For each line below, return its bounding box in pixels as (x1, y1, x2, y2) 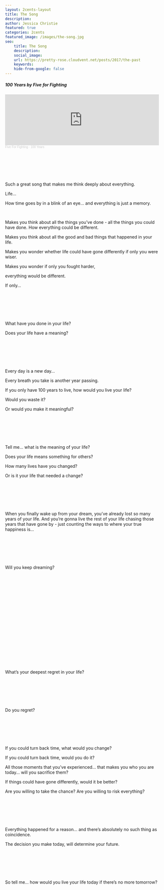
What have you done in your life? (5, 320, 71, 326)
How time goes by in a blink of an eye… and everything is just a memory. (5, 200, 151, 206)
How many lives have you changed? (5, 463, 78, 469)
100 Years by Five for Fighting (5, 81, 67, 87)
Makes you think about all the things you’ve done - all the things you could (5, 219, 155, 225)
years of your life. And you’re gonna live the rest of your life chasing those (5, 516, 154, 522)
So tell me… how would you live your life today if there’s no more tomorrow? (5, 879, 158, 885)
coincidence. (5, 832, 31, 837)
